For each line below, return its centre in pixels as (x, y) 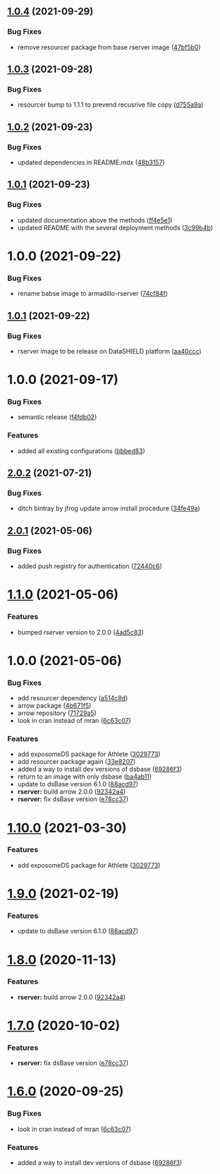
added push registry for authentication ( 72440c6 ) (90, 566)
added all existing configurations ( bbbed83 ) (81, 450)
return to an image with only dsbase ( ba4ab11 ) (85, 777)
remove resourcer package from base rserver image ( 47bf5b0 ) (109, 47)
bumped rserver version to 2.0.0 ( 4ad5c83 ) (81, 632)
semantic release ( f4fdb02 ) (57, 417)
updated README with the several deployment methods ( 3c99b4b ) (115, 227)
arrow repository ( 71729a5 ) (57, 713)
